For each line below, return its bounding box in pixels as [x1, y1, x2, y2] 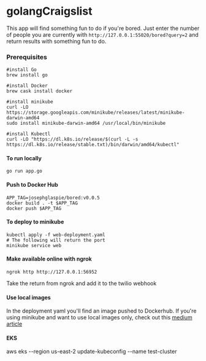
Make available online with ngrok [6, 255, 92, 262]
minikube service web [6, 242, 62, 248]
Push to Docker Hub [6, 181, 58, 188]
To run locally [6, 154, 42, 162]
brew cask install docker [6, 88, 72, 94]
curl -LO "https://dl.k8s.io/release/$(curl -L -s [6, 136, 139, 143]
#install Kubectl [6, 131, 51, 137]
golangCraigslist [6, 4, 93, 18]
